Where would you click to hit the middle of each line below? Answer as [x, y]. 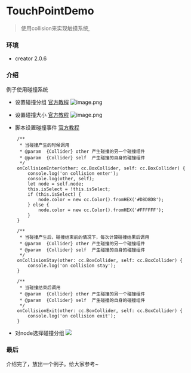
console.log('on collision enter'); [73, 173]
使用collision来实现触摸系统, [55, 28]
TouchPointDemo [50, 11]
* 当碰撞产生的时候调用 [44, 145]
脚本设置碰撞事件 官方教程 [47, 127]
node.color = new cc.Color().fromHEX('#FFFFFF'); [101, 210]
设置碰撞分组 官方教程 [42, 102]
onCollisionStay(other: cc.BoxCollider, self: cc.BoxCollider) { [100, 260]
